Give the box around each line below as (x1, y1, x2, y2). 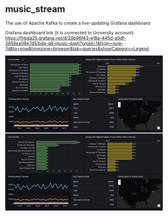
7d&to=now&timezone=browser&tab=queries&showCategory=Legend (5, 45, 149, 51)
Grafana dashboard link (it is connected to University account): (5, 29, 135, 35)
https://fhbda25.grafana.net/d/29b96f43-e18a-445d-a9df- (5, 35, 126, 41)
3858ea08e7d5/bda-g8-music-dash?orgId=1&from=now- (5, 40, 124, 46)
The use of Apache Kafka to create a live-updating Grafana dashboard (5, 20, 150, 26)
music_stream (5, 3, 65, 15)
